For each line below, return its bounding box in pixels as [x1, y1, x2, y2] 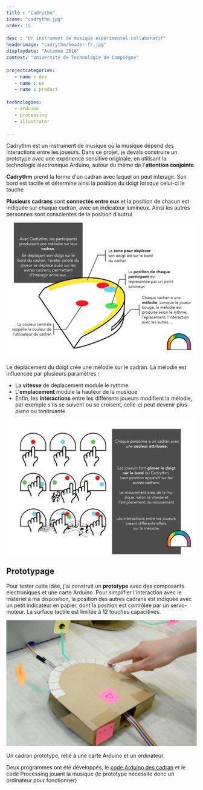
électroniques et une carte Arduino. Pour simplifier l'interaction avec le [6, 588, 182, 596]
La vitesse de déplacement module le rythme [14, 382, 129, 389]
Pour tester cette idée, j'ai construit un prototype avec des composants [6, 582, 185, 589]
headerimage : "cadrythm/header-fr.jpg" [6, 42, 107, 48]
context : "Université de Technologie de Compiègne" [6, 55, 139, 61]
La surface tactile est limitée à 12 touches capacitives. [26, 608, 161, 615]
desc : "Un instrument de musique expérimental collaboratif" [6, 35, 166, 42]
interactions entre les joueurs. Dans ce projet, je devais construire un [6, 148, 178, 156]
